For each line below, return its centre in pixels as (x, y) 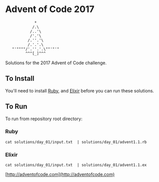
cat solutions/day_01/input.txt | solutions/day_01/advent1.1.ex (76, 165)
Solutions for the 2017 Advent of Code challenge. (56, 63)
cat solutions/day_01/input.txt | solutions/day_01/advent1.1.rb (76, 142)
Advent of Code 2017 (50, 9)
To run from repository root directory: (44, 119)
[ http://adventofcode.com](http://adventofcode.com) (60, 174)
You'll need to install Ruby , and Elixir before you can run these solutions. (80, 90)
